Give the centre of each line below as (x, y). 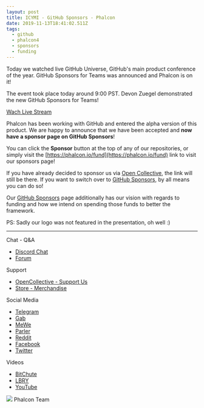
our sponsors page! (31, 161)
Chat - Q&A (21, 240)
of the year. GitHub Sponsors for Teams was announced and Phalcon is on (100, 75)
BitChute (26, 374)
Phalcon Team (32, 399)
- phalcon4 (25, 40)
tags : (13, 29)
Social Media (22, 300)
